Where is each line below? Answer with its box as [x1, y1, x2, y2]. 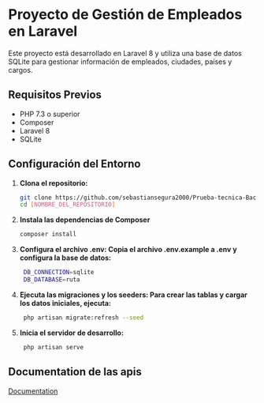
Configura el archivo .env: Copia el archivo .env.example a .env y [19, 245, 238, 254]
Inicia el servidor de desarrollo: [19, 328, 125, 337]
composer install [19, 231, 77, 239]
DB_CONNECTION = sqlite [23, 269, 95, 277]
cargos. [8, 65, 33, 74]
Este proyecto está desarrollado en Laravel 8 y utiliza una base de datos [8, 48, 242, 58]
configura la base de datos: [19, 253, 112, 262]
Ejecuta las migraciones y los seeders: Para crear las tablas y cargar [19, 290, 248, 299]
